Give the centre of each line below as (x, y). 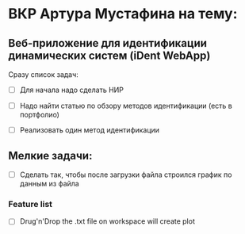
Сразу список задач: (44, 75)
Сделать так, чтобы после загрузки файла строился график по (126, 175)
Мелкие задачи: (50, 155)
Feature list (31, 204)
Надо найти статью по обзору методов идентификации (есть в (126, 106)
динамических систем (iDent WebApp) (109, 55)
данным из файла (49, 184)
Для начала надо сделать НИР (72, 90)
